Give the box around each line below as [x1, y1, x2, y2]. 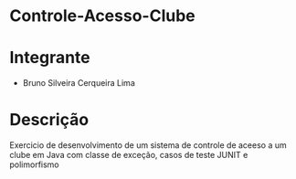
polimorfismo [9, 159, 59, 170]
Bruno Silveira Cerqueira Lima [22, 78, 135, 89]
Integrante [9, 47, 91, 68]
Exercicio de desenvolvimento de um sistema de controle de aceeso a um [9, 140, 288, 151]
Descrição [9, 110, 90, 131]
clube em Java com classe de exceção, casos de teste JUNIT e [9, 150, 248, 161]
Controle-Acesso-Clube [9, 5, 196, 26]
